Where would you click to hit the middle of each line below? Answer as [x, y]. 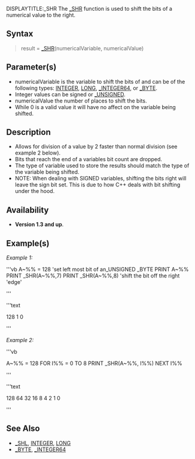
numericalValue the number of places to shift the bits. [81, 101]
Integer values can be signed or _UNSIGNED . [70, 94]
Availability [28, 210]
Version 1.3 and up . [39, 225]
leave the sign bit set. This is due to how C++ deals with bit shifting [97, 185]
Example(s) [28, 243]
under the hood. [35, 191]
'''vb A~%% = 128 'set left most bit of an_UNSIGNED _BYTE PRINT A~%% [98, 270]
